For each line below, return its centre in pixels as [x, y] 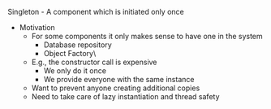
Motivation [37, 27]
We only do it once [75, 71]
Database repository [78, 45]
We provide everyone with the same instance [119, 79]
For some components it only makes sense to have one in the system [147, 36]
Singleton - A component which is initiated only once [96, 12]
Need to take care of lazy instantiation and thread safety [125, 96]
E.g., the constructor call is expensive [94, 62]
